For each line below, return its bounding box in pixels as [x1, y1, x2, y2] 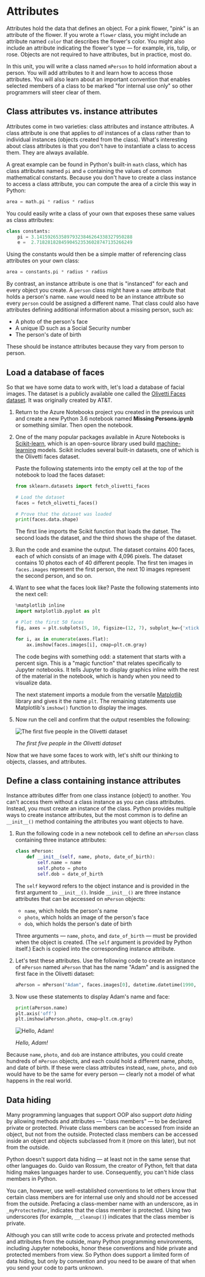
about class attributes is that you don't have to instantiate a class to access [6, 142, 196, 150]
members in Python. [6, 1175, 58, 1183]
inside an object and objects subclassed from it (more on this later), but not [6, 1137, 196, 1145]
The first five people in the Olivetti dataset [15, 739, 122, 746]
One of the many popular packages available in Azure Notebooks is [15, 433, 185, 440]
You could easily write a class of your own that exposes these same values [6, 210, 195, 217]
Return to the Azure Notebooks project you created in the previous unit [15, 408, 195, 415]
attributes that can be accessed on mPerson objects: [15, 895, 146, 902]
